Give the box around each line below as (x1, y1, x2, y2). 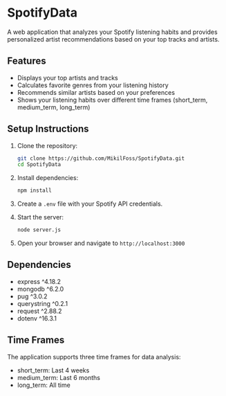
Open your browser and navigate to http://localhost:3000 (17, 239, 185, 247)
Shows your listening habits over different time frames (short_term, (17, 96, 208, 104)
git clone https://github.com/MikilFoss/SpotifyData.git (17, 154, 185, 162)
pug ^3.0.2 (17, 292, 48, 300)
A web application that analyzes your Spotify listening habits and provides (7, 28, 218, 36)
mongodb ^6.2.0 (17, 285, 64, 293)
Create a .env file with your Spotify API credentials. (17, 199, 163, 208)
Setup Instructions (7, 123, 89, 135)
